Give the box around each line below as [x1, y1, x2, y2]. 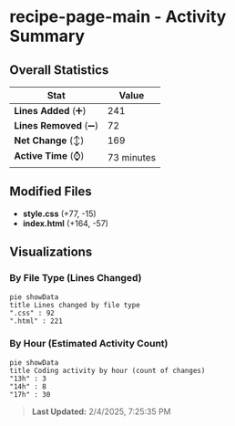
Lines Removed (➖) [14, 119, 98, 131]
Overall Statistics [9, 62, 109, 78]
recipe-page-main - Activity [9, 6, 227, 27]
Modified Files [9, 184, 93, 200]
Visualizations [9, 244, 93, 260]
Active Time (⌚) [14, 150, 85, 161]
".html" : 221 [9, 317, 64, 326]
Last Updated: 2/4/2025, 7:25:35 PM [31, 406, 171, 417]
